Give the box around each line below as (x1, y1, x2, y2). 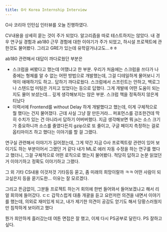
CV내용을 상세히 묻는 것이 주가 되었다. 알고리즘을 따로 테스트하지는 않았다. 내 (5, 32, 155, 38)
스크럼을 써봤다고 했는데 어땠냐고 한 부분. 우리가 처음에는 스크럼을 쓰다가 (12, 66, 154, 72)
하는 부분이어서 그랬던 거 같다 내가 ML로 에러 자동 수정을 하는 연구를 (18, 146, 151, 152)
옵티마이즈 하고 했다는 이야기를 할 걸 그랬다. (12, 129, 98, 135)
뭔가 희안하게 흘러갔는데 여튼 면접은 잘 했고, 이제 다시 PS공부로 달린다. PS (5, 215, 149, 221)
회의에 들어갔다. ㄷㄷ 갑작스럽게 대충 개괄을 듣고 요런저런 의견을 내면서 (10, 192, 148, 198)
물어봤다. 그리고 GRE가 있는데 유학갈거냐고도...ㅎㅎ (18, 45, 118, 51)
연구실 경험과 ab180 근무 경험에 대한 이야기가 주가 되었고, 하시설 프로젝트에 (10, 39, 157, 45)
